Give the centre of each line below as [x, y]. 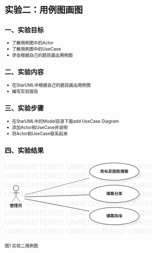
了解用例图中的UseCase [36, 49]
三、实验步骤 [24, 108]
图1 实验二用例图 [21, 246]
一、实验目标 [24, 30]
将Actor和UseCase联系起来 [40, 133]
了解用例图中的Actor [33, 43]
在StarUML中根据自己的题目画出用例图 [51, 85]
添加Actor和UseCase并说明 [40, 127]
